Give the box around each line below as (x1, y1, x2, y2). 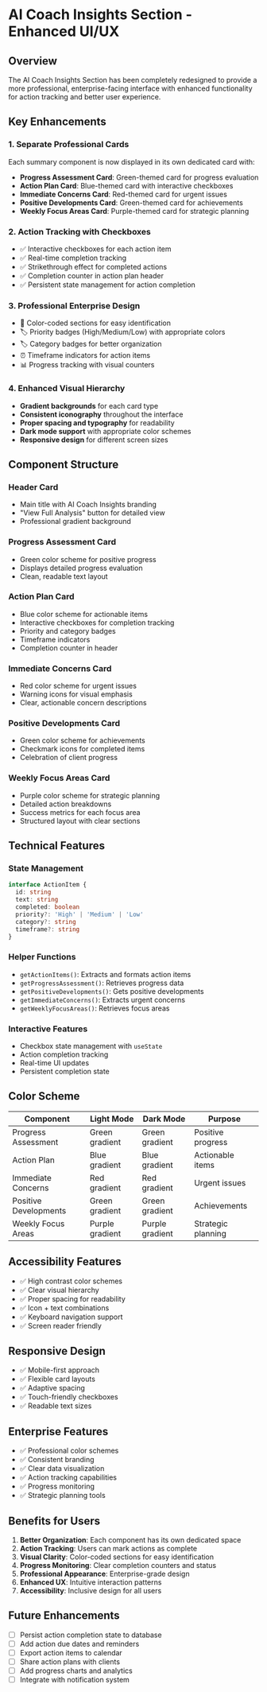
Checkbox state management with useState (19, 1042, 163, 1051)
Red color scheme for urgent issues (19, 681, 137, 691)
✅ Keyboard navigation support (19, 1312, 123, 1321)
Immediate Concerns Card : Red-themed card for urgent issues (19, 189, 228, 199)
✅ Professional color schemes (19, 1446, 119, 1456)
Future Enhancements (8, 1609, 121, 1623)
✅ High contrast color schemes (19, 1276, 123, 1286)
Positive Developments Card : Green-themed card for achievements (19, 197, 244, 208)
